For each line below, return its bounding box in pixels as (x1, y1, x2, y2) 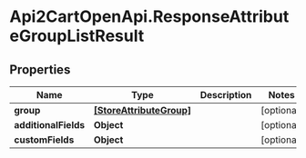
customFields (14, 133, 75, 146)
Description (199, 89, 252, 101)
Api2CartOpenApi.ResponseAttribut (9, 6, 290, 27)
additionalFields (14, 119, 86, 131)
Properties (9, 62, 71, 77)
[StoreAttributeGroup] (94, 104, 191, 116)
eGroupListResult (9, 25, 145, 46)
